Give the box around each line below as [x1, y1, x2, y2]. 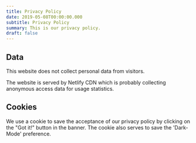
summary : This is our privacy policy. [6, 25, 101, 31]
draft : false [6, 30, 38, 36]
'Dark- [173, 124, 189, 131]
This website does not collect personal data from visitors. [6, 67, 145, 74]
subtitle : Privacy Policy [6, 19, 69, 25]
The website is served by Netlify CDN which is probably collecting [6, 79, 166, 86]
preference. [22, 130, 52, 137]
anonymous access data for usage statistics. [6, 85, 114, 92]
